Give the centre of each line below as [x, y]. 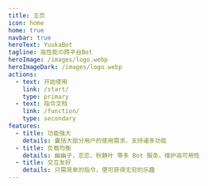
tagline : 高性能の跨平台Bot [50, 52]
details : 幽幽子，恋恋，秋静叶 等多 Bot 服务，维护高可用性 [111, 155]
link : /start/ [46, 89]
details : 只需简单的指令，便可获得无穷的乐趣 [89, 170]
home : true [26, 30]
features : [25, 126]
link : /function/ [51, 112]
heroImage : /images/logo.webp [58, 60]
